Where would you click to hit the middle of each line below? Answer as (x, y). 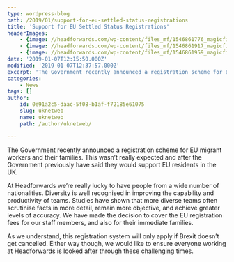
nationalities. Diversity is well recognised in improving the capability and (111, 193)
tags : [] (20, 91)
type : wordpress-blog (39, 14)
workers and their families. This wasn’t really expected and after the (104, 157)
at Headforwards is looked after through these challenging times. (100, 251)
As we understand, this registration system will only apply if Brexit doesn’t (113, 236)
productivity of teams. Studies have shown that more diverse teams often (112, 200)
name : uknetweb (42, 117)
